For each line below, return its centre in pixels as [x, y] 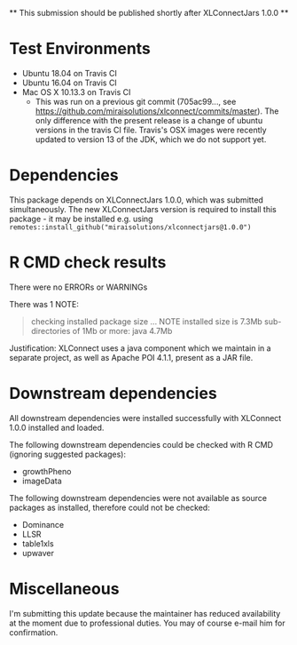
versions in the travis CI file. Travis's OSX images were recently [151, 130]
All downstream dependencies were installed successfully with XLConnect [145, 418]
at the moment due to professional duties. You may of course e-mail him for [147, 623]
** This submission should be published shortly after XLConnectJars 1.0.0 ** [149, 13]
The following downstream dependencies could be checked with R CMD [141, 444]
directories [51, 330]
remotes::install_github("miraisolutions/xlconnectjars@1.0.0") [130, 227]
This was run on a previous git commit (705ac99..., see [136, 101]
